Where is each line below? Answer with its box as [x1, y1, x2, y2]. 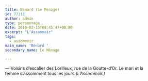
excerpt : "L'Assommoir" [5, 30, 53, 34]
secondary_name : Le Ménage [5, 48, 60, 52]
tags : [5, 34, 16, 39]
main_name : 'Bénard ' [5, 43, 49, 48]
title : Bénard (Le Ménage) [5, 7, 60, 12]
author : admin [5, 16, 34, 21]
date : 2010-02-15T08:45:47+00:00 [5, 25, 73, 30]
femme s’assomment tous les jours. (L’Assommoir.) [5, 70, 105, 76]
